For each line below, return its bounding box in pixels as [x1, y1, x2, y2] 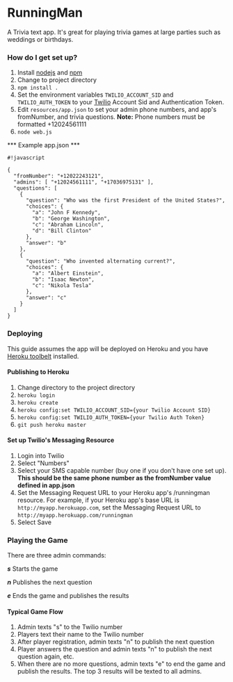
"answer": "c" [25, 294, 67, 302]
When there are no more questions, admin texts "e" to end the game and [17, 660, 226, 668]
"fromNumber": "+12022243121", [13, 172, 104, 180]
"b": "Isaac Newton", [32, 276, 95, 283]
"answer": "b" [25, 240, 67, 247]
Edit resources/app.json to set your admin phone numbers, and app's [17, 106, 217, 114]
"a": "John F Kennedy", [32, 209, 101, 216]
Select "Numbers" [17, 459, 70, 467]
